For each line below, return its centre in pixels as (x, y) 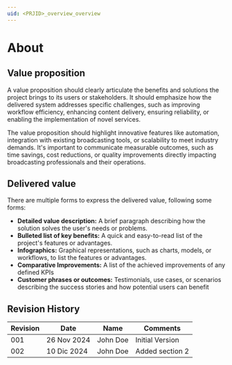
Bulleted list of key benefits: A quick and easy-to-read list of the (110, 236)
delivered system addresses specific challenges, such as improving (104, 104)
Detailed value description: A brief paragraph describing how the (111, 221)
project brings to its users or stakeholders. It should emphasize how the (109, 97)
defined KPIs (35, 272)
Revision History (44, 309)
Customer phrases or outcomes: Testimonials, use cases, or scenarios (119, 280)
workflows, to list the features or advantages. (82, 258)
